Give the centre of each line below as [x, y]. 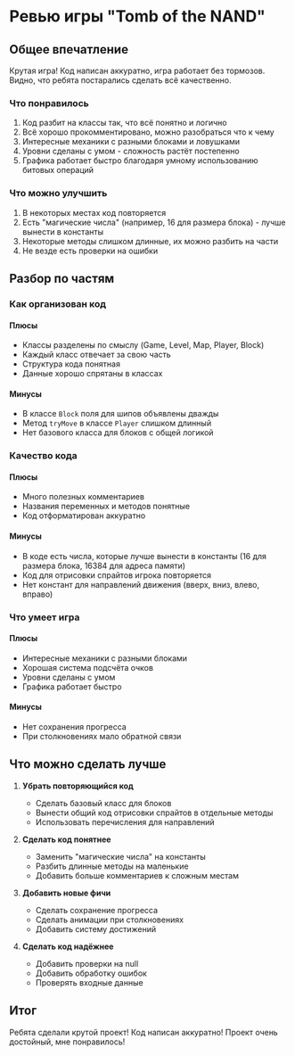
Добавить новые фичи [66, 893]
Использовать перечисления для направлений [125, 821]
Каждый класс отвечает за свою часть [96, 355]
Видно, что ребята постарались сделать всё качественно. [120, 80]
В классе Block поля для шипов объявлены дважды [120, 414]
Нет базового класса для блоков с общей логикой [118, 433]
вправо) [37, 594]
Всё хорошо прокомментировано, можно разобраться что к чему [148, 132]
